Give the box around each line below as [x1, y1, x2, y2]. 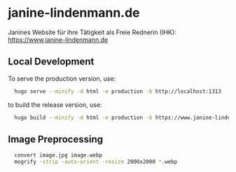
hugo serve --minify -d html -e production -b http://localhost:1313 [14, 87, 221, 95]
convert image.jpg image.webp [14, 152, 102, 159]
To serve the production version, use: [8, 74, 116, 83]
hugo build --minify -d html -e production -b [14, 114, 153, 121]
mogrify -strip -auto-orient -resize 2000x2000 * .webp [14, 159, 178, 166]
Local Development [8, 56, 95, 68]
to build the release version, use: [8, 100, 102, 109]
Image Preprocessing [8, 133, 104, 145]
